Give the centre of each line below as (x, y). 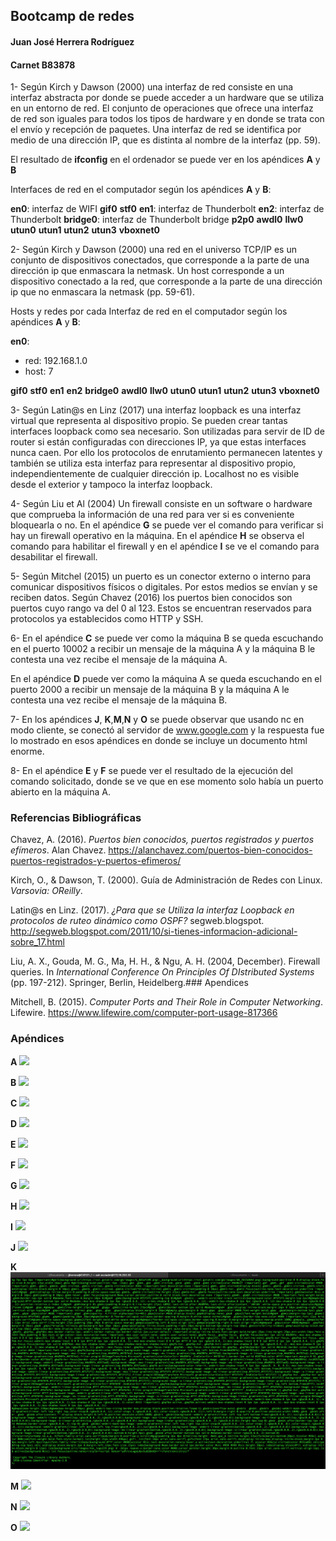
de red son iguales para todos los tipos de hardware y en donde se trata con (167, 119)
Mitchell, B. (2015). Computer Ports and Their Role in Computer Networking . (166, 1002)
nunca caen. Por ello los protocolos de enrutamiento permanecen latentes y (166, 453)
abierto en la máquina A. (60, 792)
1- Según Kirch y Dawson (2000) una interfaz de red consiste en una (152, 87)
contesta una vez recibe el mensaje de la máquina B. (119, 700)
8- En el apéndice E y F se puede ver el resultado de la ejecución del (151, 771)
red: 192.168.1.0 (56, 361)
